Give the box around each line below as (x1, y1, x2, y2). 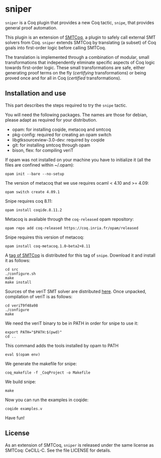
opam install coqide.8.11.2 (5, 207, 62, 213)
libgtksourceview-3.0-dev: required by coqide (12, 137, 105, 143)
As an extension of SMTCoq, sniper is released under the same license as (5, 442, 154, 448)
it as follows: (5, 257, 31, 263)
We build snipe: (5, 379, 37, 385)
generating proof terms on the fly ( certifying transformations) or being (5, 70, 146, 75)
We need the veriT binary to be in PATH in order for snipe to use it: (5, 320, 139, 326)
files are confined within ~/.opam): (5, 162, 75, 168)
